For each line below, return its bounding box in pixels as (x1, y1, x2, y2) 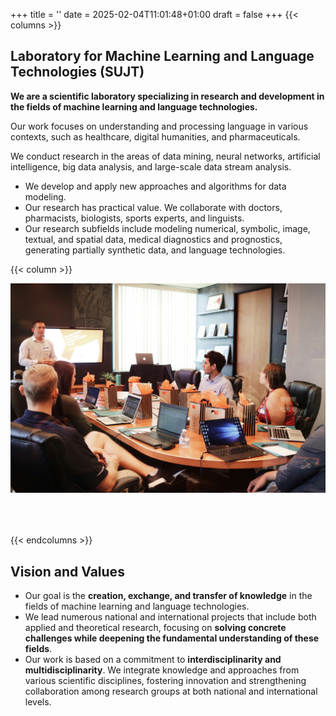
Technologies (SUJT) (10, 64, 145, 81)
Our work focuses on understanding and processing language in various (10, 120, 309, 132)
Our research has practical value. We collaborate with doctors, (24, 201, 283, 213)
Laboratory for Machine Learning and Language (10, 48, 315, 65)
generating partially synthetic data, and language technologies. (24, 244, 286, 256)
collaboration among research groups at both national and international (24, 685, 318, 698)
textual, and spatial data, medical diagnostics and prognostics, (24, 233, 283, 245)
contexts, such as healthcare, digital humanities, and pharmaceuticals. (10, 130, 301, 143)
